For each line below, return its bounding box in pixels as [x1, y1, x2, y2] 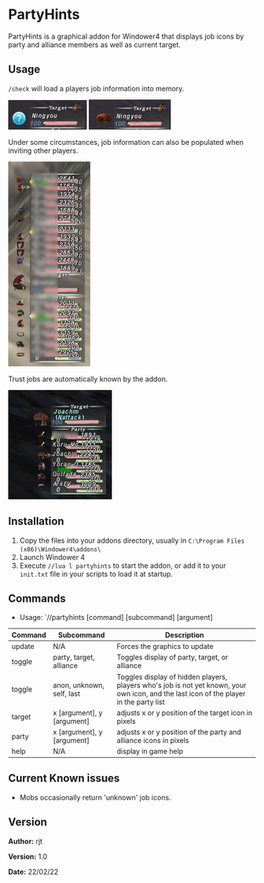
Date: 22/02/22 [8, 866, 59, 876]
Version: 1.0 [8, 851, 48, 861]
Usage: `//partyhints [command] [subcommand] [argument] [19, 613, 214, 622]
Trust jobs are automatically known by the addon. [8, 374, 168, 384]
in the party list [116, 697, 165, 707]
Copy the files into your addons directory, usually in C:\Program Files [19, 536, 245, 545]
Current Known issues [8, 772, 120, 785]
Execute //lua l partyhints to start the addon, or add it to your [19, 561, 226, 570]
